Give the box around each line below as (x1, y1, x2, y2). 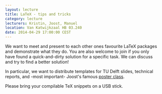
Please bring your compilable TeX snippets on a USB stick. (5, 83, 123, 89)
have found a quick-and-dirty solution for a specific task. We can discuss (5, 54, 153, 59)
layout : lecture (5, 7, 38, 12)
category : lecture (5, 16, 43, 21)
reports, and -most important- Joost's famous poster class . (5, 74, 125, 79)
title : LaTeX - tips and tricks (5, 12, 71, 17)
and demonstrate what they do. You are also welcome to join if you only (5, 48, 149, 54)
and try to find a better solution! (5, 59, 69, 65)
